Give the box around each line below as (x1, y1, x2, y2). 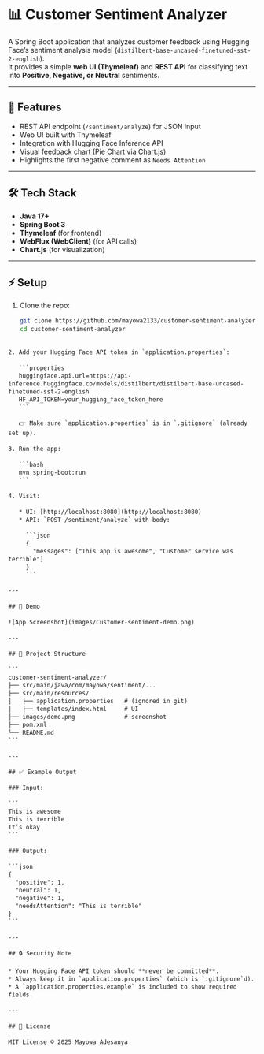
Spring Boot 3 (19, 219, 66, 229)
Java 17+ (19, 211, 49, 221)
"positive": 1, (15, 879, 65, 887)
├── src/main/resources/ (8, 690, 90, 698)
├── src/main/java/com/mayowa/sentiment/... (8, 682, 156, 690)
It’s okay (8, 824, 41, 832)
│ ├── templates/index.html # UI (8, 706, 139, 713)
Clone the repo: (19, 300, 71, 311)
